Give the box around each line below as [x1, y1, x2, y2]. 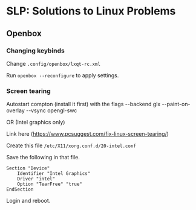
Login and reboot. [6, 197, 51, 205]
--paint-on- [162, 101, 191, 108]
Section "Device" [6, 165, 50, 171]
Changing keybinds [6, 46, 65, 55]
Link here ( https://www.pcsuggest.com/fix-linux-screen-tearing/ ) [6, 130, 169, 138]
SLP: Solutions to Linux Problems [6, 4, 176, 18]
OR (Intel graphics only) [6, 119, 65, 126]
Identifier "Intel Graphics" [17, 171, 91, 177]
